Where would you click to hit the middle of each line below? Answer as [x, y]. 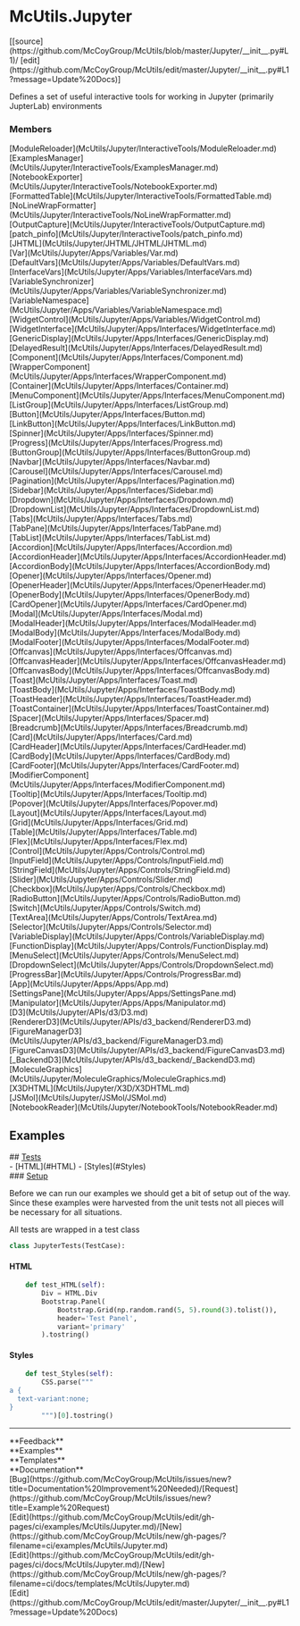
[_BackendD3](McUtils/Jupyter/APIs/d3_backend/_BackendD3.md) [133, 1060]
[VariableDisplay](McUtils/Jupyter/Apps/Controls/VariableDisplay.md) [137, 936]
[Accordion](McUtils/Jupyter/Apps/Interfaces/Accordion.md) [121, 548]
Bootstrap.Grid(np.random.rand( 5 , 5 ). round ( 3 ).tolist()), [167, 1310]
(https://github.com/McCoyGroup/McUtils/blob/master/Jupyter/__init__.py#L [149, 50]
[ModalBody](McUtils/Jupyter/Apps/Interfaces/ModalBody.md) [125, 633]
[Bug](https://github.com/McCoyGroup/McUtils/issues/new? [121, 1479]
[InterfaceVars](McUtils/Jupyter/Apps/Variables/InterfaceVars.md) [131, 272]
